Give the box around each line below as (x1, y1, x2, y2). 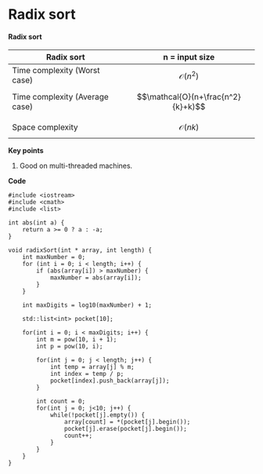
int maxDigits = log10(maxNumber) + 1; (22, 301, 153, 309)
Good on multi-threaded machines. (19, 161, 133, 170)
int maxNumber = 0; (22, 253, 86, 261)
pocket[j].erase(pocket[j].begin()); (63, 425, 188, 433)
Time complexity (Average (12, 92, 110, 103)
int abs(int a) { (8, 219, 65, 227)
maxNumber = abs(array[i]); (49, 274, 142, 282)
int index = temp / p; (49, 370, 124, 378)
